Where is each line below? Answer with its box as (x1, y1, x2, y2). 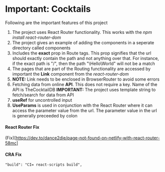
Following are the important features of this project (5, 20, 108, 26)
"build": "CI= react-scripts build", (5, 162, 82, 168)
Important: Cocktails (5, 3, 91, 15)
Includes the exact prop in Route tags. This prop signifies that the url (12, 50, 151, 56)
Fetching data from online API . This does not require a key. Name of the (12, 81, 158, 87)
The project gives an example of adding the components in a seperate (12, 39, 155, 45)
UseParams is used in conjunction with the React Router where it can (12, 102, 153, 108)
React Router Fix (5, 124, 40, 130)
